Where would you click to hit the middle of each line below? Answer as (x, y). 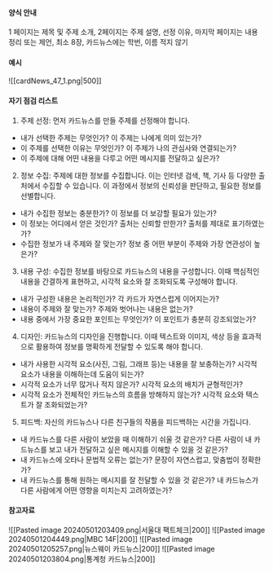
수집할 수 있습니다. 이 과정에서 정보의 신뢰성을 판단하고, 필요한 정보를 (152, 185)
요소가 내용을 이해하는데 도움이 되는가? (82, 374)
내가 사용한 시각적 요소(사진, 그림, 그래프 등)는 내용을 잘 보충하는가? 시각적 (139, 363)
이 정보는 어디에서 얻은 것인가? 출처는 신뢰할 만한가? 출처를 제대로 (125, 223)
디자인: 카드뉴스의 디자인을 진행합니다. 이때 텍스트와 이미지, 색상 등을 (130, 336)
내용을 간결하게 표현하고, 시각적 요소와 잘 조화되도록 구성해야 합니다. (129, 281)
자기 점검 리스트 (33, 101)
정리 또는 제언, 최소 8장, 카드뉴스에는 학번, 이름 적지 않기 (99, 42)
